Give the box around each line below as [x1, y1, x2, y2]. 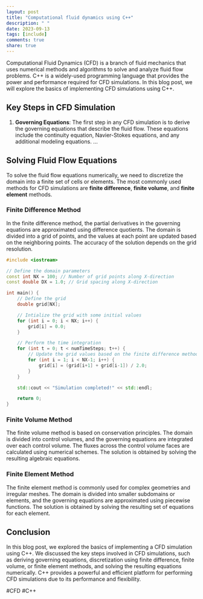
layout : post [6, 8, 39, 15]
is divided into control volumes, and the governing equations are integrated [6, 436, 193, 443]
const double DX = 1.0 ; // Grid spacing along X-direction [6, 279, 158, 285]
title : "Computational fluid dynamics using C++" [6, 15, 134, 21]
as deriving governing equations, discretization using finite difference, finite [6, 556, 195, 563]
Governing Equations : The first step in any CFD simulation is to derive [14, 119, 190, 126]
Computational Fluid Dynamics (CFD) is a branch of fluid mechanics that [6, 59, 186, 67]
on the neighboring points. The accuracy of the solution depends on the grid [6, 238, 197, 246]
